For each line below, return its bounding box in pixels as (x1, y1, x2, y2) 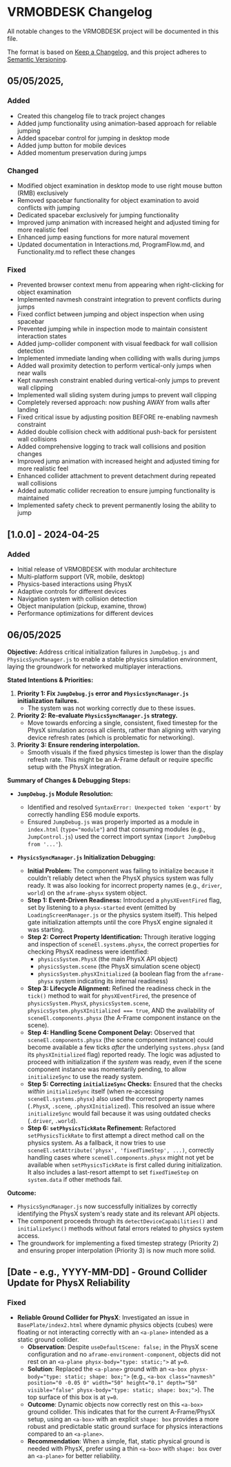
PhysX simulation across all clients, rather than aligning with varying (27, 726, 221, 734)
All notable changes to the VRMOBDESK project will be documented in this (7, 27, 219, 35)
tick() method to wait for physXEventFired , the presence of (27, 991, 197, 1000)
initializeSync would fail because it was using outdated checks (27, 1109, 212, 1118)
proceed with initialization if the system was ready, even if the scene (27, 1057, 222, 1066)
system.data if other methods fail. (27, 1175, 123, 1183)
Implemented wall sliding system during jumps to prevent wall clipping (17, 391, 217, 399)
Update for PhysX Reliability (7, 1277, 131, 1289)
